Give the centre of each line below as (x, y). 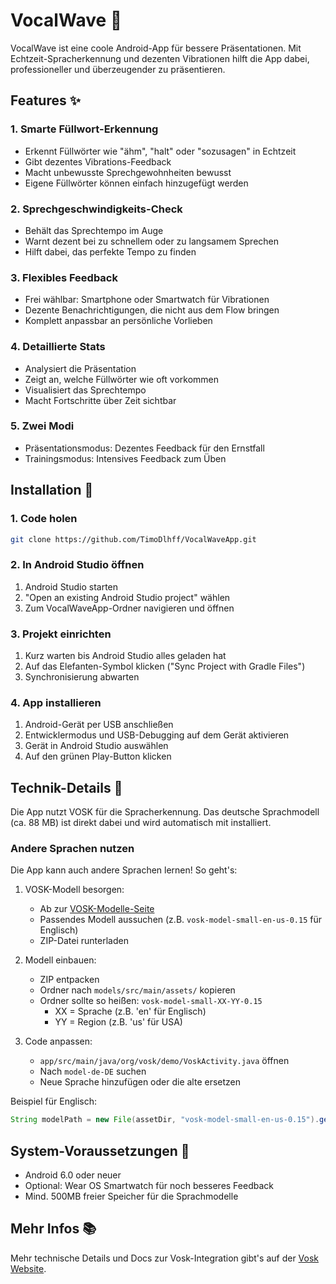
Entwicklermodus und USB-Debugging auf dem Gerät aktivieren (157, 735)
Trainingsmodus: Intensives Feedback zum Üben (125, 458)
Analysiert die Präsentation (80, 368)
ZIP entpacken (69, 980)
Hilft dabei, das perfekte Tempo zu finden (110, 251)
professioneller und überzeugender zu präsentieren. (118, 69)
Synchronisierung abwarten (82, 676)
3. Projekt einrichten (61, 634)
